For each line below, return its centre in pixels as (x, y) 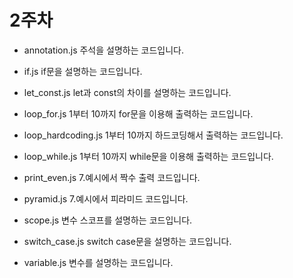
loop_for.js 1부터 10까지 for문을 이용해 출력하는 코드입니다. (138, 113)
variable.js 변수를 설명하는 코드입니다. (98, 262)
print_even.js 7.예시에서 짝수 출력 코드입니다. (112, 177)
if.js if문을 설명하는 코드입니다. (83, 71)
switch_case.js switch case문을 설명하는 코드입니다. (127, 241)
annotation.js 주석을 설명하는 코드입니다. (103, 50)
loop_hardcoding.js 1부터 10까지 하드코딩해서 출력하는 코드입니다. (153, 135)
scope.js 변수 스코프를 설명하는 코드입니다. (108, 220)
